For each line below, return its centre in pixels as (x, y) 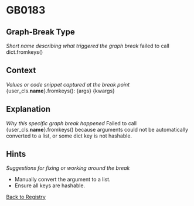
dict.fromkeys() (25, 52)
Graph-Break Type (40, 32)
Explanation (28, 109)
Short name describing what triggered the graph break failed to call (88, 46)
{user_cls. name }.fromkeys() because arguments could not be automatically (97, 129)
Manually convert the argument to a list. (62, 180)
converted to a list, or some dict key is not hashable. (69, 136)
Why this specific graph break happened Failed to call (71, 123)
